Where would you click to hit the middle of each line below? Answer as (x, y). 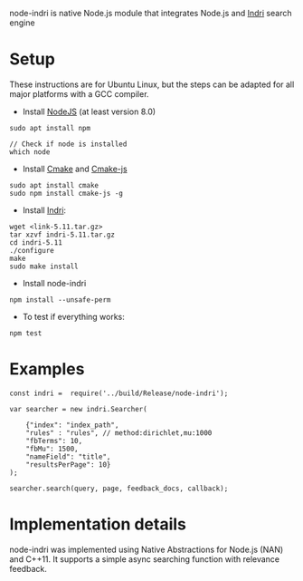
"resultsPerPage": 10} (68, 465)
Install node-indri (54, 283)
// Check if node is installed (68, 144)
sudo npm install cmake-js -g (66, 193)
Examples (47, 369)
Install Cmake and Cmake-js (75, 169)
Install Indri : (44, 210)
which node (30, 152)
